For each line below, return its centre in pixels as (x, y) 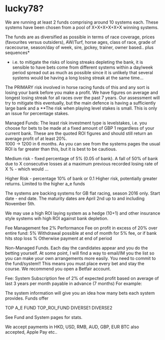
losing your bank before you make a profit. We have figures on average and (82, 92)
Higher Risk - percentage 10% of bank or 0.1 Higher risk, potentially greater (81, 178)
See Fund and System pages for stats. (44, 317)
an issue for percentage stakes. (37, 113)
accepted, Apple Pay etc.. (31, 332)
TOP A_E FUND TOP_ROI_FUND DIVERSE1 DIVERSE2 (59, 308)
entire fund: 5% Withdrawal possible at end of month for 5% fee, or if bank (81, 233)
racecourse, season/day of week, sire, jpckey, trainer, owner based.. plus (80, 47)
